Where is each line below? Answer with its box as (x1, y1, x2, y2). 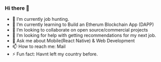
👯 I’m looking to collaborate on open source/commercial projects (12, 27, 148, 33)
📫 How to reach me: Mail (12, 43, 66, 50)
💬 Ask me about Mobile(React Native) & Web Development (12, 38, 135, 44)
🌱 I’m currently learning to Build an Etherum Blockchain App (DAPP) (12, 21, 154, 27)
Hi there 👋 (5, 5, 30, 12)
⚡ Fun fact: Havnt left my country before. (12, 51, 98, 57)
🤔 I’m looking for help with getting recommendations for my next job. (12, 33, 156, 39)
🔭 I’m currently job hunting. (12, 16, 69, 22)
